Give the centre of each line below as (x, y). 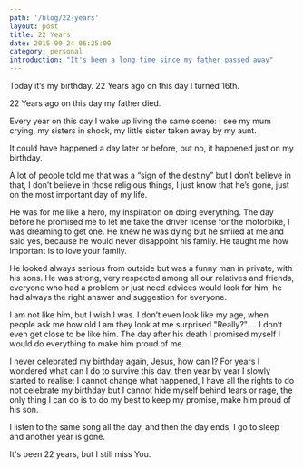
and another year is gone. (58, 437)
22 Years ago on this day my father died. (85, 103)
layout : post (34, 26)
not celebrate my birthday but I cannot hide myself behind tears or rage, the (151, 390)
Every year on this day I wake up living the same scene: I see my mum (141, 121)
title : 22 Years (40, 34)
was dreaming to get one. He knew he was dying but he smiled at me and (147, 231)
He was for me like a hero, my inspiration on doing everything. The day (142, 212)
